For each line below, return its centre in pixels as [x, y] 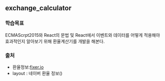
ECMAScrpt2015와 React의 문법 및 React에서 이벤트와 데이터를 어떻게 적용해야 [82, 35]
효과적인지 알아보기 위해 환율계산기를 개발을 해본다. [55, 41]
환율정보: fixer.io [28, 67]
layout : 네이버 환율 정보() [37, 73]
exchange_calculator [38, 8]
